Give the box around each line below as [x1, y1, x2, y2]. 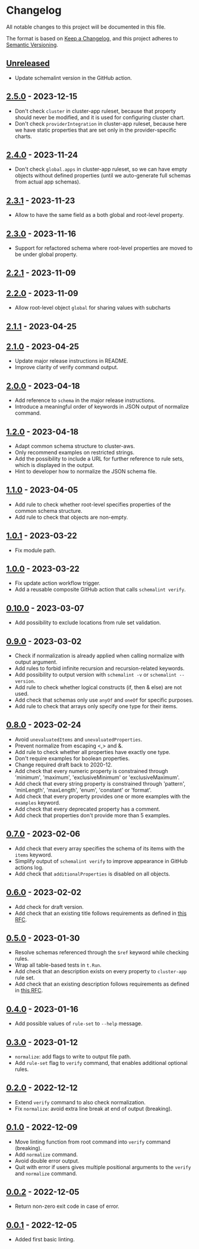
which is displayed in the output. [14, 462, 94, 469]
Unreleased [6, 58, 50, 68]
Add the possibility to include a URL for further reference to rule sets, [14, 455, 184, 462]
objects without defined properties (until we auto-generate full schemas [14, 172, 191, 179]
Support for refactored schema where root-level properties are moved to [14, 245, 193, 251]
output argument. [14, 659, 58, 666]
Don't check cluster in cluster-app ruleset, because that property [14, 107, 176, 114]
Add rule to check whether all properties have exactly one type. [14, 748, 170, 755]
